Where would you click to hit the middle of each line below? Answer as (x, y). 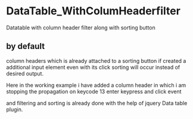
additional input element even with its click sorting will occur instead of (93, 67)
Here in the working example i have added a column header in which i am (96, 85)
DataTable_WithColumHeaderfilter (93, 11)
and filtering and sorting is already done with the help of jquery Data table (97, 103)
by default (26, 46)
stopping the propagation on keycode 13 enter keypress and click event (94, 91)
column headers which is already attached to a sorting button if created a (96, 60)
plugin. (15, 109)
